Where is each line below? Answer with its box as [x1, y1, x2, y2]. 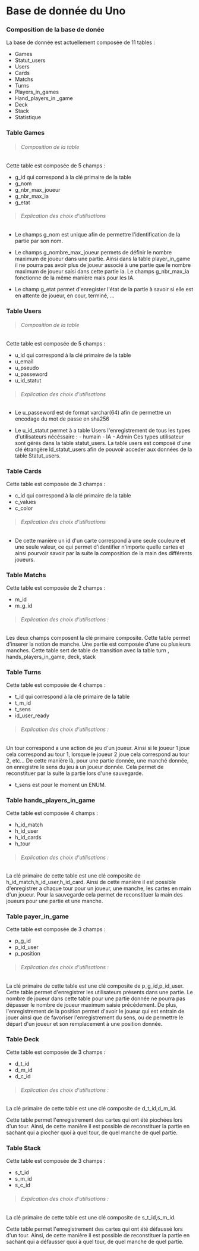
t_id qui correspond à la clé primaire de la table [14, 693, 130, 701]
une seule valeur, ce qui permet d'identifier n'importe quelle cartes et [14, 543, 185, 550]
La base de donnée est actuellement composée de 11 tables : [6, 39, 156, 46]
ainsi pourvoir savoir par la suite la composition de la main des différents [14, 549, 192, 556]
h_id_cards [14, 833, 42, 841]
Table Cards [6, 467, 42, 475]
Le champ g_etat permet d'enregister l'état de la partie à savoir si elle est [14, 285, 194, 292]
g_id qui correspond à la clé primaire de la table [14, 173, 132, 181]
